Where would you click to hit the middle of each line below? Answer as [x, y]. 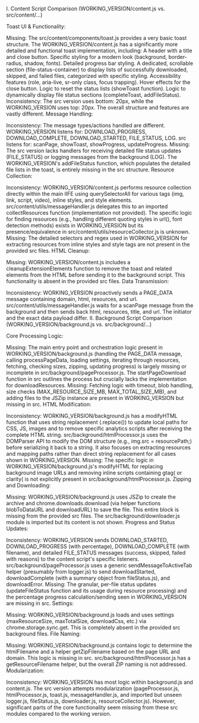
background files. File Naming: [44, 634]
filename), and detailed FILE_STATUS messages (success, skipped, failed [96, 553]
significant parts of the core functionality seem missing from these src [92, 707]
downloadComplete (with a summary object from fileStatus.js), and [88, 578]
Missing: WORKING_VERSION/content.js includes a [68, 262]
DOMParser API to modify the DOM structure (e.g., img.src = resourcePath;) [99, 441]
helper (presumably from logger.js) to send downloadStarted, [81, 572]
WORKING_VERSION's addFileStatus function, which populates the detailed [98, 163]
